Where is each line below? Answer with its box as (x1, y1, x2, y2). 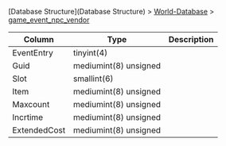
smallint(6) (72, 73, 114, 84)
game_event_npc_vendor (8, 15, 90, 25)
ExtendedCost (12, 125, 66, 136)
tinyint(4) (72, 48, 108, 58)
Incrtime (12, 112, 44, 122)
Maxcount (12, 99, 50, 109)
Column (23, 34, 54, 44)
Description (168, 34, 214, 44)
